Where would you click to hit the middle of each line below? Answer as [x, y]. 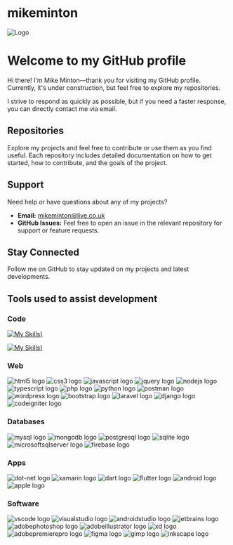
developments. [29, 277]
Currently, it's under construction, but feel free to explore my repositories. [114, 87]
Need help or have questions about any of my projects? [87, 202]
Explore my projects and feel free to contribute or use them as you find [109, 147]
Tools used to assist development [82, 299]
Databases [26, 421]
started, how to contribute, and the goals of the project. [87, 162]
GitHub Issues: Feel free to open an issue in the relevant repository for [120, 223]
